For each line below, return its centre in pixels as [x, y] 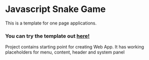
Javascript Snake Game [55, 9]
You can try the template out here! [47, 36]
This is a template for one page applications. [51, 23]
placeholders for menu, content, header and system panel [65, 52]
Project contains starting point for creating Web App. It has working [74, 47]
